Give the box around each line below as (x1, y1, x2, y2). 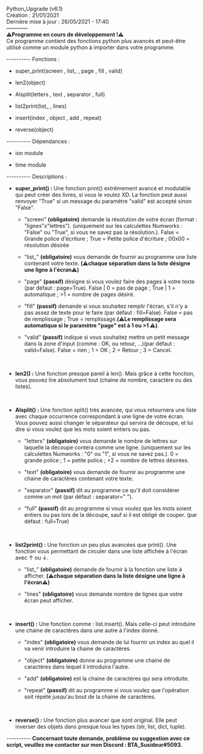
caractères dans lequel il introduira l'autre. (24, 663, 130, 670)
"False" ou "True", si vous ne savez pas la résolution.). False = (24, 229, 179, 236)
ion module (15, 150, 44, 156)
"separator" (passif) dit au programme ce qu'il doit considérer (24, 487, 180, 493)
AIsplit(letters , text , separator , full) (15, 91, 105, 98)
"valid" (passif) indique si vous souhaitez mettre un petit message (24, 333, 190, 341)
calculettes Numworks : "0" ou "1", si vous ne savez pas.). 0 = (24, 450, 179, 457)
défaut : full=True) (24, 518, 70, 525)
